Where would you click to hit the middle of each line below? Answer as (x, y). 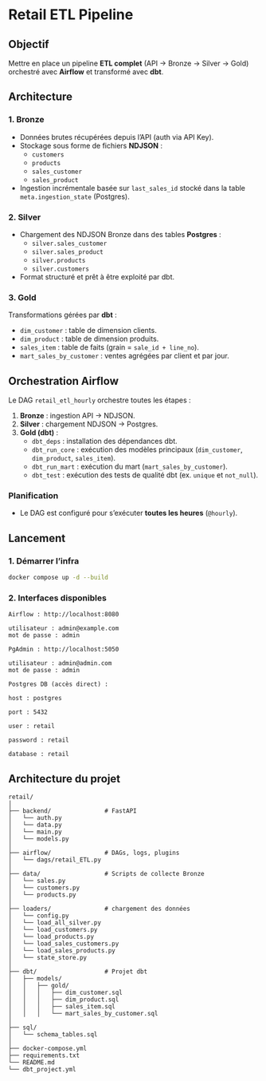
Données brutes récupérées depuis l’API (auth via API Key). (117, 137)
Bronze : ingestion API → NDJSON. (77, 416)
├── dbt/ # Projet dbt (78, 972)
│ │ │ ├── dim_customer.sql (66, 993)
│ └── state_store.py (48, 958)
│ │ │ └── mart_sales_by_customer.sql (83, 1014)
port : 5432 (28, 712)
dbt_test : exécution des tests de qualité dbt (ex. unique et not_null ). (145, 475)
